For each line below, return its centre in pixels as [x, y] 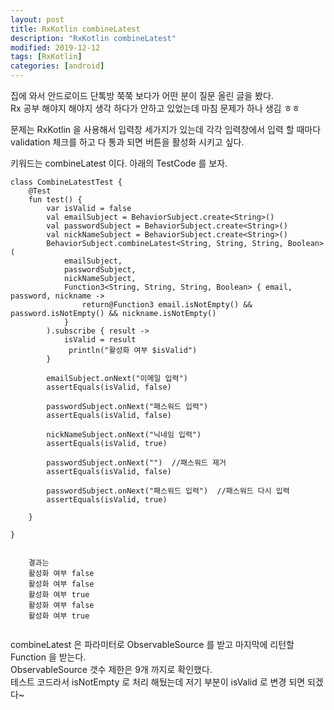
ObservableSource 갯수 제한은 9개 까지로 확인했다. [111, 669]
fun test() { [55, 200]
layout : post [37, 19]
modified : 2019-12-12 [55, 47]
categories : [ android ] [57, 66]
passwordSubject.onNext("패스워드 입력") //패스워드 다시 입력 [168, 491]
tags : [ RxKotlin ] [46, 57]
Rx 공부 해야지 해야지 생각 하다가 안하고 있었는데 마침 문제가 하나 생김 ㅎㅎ [155, 108]
